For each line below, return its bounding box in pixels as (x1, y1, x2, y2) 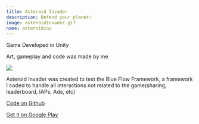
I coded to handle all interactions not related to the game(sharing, (6, 82, 167, 89)
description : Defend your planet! (6, 14, 92, 20)
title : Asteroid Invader (6, 8, 68, 15)
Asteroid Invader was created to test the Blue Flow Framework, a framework (6, 75, 193, 83)
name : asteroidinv (6, 25, 52, 31)
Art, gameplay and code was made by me (6, 53, 108, 60)
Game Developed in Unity (6, 42, 69, 49)
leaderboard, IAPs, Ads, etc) (6, 88, 76, 96)
